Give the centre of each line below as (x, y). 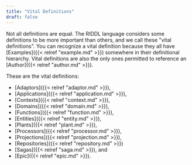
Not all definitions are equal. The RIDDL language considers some (85, 33)
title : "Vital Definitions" (40, 11)
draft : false (22, 17)
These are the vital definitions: (43, 76)
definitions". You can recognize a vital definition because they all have (90, 46)
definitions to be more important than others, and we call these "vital (89, 40)
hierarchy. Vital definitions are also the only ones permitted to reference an (96, 59)
